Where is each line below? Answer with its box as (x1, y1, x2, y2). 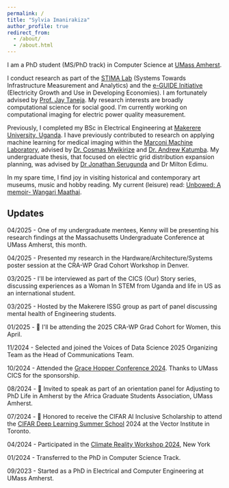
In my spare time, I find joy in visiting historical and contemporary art (7, 173, 200, 182)
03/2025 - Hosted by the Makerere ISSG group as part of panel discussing (7, 302, 217, 310)
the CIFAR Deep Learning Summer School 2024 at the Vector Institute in (7, 419, 210, 428)
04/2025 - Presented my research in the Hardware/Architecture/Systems (7, 254, 213, 262)
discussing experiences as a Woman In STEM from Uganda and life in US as (7, 282, 221, 290)
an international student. (7, 289, 76, 297)
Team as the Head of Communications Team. (7, 350, 135, 358)
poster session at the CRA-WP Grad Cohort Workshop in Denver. (7, 261, 189, 269)
